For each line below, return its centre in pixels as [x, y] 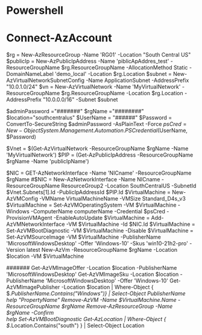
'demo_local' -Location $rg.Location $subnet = [113, 74]
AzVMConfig [22, 199]
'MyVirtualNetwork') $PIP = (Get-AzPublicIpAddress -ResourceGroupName [100, 155]
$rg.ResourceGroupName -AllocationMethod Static [125, 67]
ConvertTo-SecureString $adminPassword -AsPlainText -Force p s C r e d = [96, 124]
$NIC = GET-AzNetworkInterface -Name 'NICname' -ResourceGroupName [99, 173]
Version [16, 250]
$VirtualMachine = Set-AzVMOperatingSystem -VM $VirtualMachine [91, 205]
